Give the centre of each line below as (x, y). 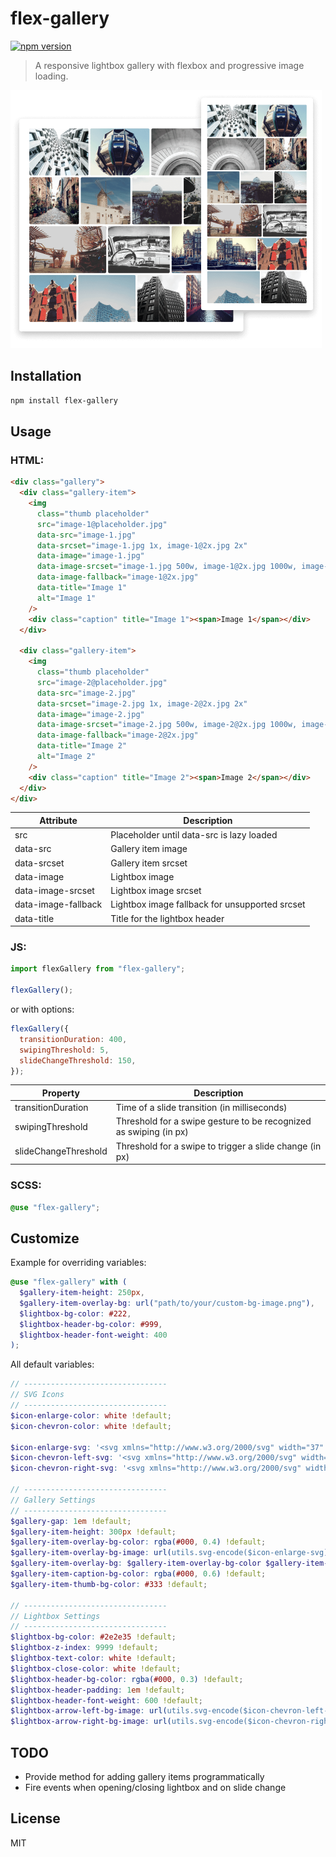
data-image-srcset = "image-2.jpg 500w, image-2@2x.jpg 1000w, (167, 725)
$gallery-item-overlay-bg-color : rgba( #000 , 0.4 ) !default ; (138, 1542)
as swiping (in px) (152, 1132)
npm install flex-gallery (64, 400)
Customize (45, 1238)
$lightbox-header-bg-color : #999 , (91, 1324)
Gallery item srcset (149, 863)
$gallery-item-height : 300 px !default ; (93, 1532)
